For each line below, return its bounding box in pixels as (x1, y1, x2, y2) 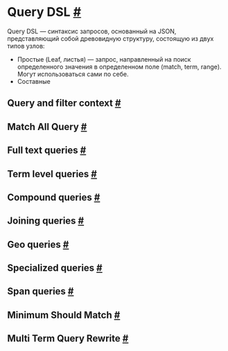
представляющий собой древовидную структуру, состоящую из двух (7, 34, 214, 42)
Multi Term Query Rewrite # (7, 333, 129, 345)
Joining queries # (7, 215, 85, 227)
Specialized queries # (7, 262, 103, 274)
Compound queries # (7, 191, 100, 203)
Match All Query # (7, 120, 87, 132)
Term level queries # (7, 168, 97, 180)
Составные (17, 77, 51, 85)
